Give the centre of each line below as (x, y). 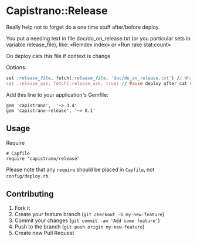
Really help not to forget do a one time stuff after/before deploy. (83, 27)
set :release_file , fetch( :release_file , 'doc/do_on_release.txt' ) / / (94, 78)
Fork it (22, 208)
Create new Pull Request (44, 233)
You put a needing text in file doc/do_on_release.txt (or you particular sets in (98, 38)
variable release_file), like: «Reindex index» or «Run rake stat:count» (89, 45)
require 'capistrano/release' (43, 159)
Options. (16, 67)
